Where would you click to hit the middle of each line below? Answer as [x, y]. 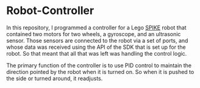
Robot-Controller [50, 11]
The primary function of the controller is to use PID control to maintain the [99, 65]
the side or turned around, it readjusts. [55, 78]
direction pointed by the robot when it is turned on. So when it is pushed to [100, 71]
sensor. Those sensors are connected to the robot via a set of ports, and [97, 40]
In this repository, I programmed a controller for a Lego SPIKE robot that [97, 28]
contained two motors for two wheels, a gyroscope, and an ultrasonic [94, 34]
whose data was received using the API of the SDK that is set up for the [96, 47]
